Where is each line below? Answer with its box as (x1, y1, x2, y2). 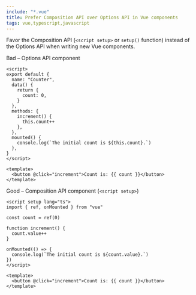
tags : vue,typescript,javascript (6, 20, 90, 26)
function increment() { (6, 225, 66, 232)
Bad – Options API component (6, 55, 80, 62)
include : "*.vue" (6, 8, 50, 15)
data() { (11, 82, 34, 88)
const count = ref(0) (6, 215, 61, 221)
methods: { (11, 108, 39, 114)
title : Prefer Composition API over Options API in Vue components (6, 14, 179, 20)
